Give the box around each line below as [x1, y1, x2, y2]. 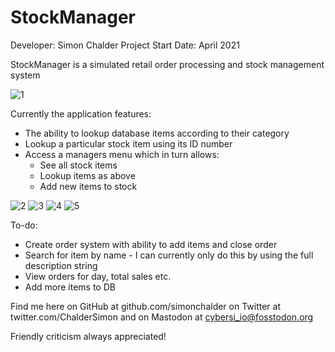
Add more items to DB [24, 281, 116, 293]
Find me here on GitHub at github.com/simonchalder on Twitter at [10, 300, 282, 312]
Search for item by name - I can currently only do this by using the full [24, 249, 314, 261]
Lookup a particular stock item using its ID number [24, 137, 233, 150]
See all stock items [39, 159, 118, 171]
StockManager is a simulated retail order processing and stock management [10, 58, 325, 70]
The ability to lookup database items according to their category [24, 127, 290, 139]
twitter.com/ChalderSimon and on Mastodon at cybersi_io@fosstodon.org [10, 311, 314, 323]
